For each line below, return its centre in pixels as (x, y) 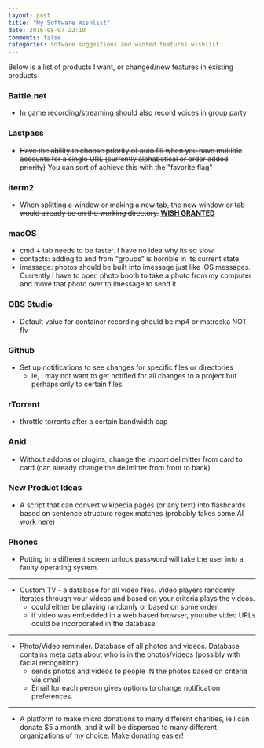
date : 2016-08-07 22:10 (47, 30)
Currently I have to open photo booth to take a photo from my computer (136, 275)
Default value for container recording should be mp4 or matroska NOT (133, 321)
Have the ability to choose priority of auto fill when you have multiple (131, 150)
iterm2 (21, 187)
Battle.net (27, 96)
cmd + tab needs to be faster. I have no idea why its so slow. (117, 251)
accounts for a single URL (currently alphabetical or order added (124, 159)
